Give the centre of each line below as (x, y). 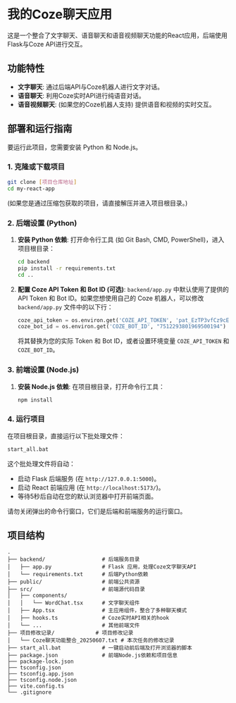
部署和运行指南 (40, 129)
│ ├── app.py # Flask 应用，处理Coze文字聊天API (102, 567)
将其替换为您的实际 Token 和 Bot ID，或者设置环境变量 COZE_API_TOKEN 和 (123, 341)
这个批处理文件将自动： (41, 464)
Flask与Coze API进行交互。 (47, 44)
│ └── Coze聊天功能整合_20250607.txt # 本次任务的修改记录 (91, 641)
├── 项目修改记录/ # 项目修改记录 (70, 633)
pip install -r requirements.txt (67, 268)
